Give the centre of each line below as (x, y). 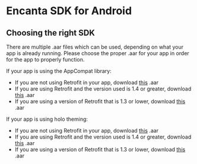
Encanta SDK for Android (69, 11)
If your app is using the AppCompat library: (59, 71)
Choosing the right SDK (50, 33)
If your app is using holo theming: (47, 119)
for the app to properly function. (45, 60)
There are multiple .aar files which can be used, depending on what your (95, 47)
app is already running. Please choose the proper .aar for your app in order (98, 53)
